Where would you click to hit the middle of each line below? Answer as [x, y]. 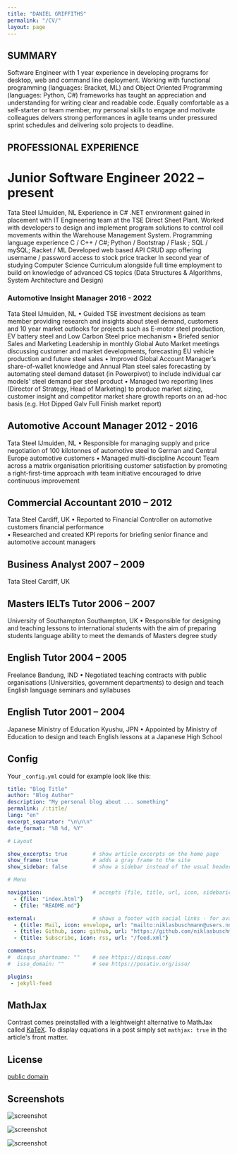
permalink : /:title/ [38, 809]
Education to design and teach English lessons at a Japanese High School [115, 736]
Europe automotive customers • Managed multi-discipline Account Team [113, 458]
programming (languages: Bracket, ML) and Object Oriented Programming [115, 88]
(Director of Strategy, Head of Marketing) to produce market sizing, [105, 389]
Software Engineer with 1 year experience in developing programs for [108, 73]
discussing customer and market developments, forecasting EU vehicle [111, 351]
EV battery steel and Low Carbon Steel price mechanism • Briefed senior [114, 336]
